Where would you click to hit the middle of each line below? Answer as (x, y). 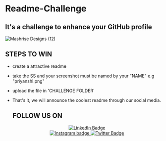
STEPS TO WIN (28, 54)
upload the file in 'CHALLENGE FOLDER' (54, 91)
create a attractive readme (39, 66)
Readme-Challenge (46, 9)
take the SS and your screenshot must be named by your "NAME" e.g (83, 76)
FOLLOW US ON (37, 116)
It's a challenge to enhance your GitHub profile (79, 27)
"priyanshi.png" (28, 81)
